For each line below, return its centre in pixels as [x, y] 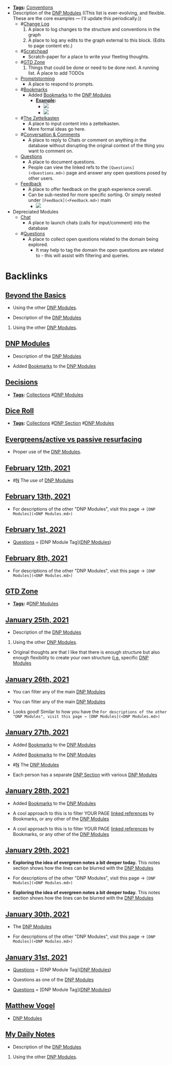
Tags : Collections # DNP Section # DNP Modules [63, 423]
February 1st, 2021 [35, 530]
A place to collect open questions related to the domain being [93, 239]
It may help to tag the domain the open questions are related [100, 250]
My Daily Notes [30, 1034]
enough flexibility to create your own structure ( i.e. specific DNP [81, 658]
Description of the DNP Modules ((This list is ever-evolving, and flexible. [89, 13]
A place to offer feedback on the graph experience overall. [90, 189]
